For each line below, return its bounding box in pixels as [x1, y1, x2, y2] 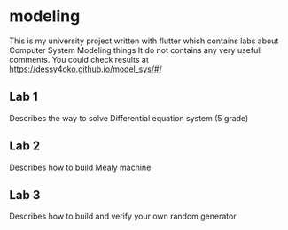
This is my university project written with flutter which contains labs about [9, 35, 279, 46]
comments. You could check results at [9, 54, 149, 65]
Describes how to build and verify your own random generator [9, 211, 237, 222]
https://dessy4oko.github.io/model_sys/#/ [9, 64, 162, 74]
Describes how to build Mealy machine [9, 162, 152, 172]
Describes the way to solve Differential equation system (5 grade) [9, 112, 249, 123]
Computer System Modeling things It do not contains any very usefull [9, 44, 262, 55]
